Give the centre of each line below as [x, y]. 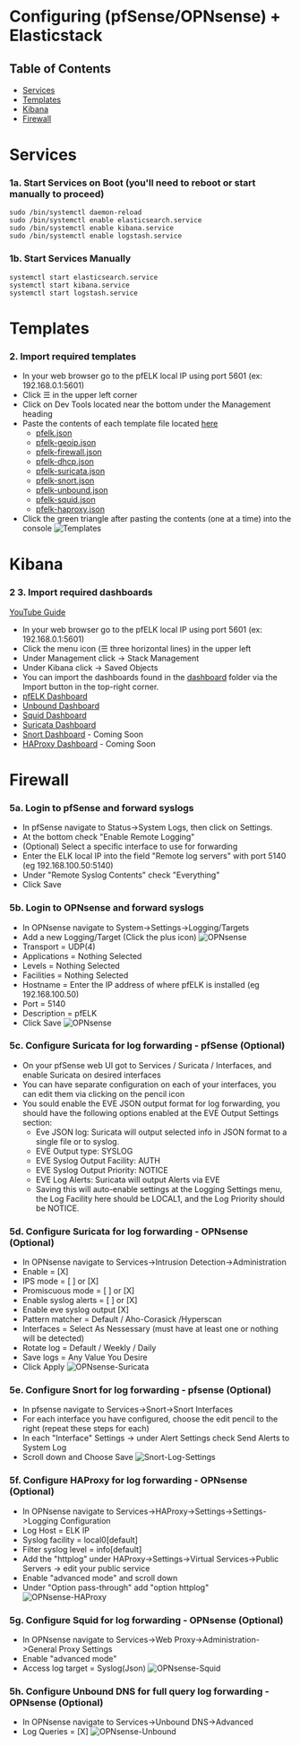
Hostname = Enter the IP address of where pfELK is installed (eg [141, 984]
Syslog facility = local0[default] [80, 1540]
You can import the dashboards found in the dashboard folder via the [150, 677]
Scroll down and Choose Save [78, 1457]
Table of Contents [60, 69]
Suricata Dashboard [59, 724]
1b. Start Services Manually [70, 259]
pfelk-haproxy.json [70, 509]
